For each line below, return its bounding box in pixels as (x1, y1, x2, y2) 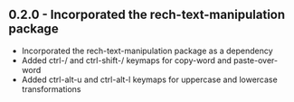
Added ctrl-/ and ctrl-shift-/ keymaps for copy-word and (21, 54, 232, 66)
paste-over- (232, 54, 278, 66)
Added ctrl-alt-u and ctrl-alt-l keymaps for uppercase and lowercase (21, 74, 278, 85)
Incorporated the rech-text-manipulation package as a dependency (21, 45, 273, 56)
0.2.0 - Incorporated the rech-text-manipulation (8, 7, 286, 23)
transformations (21, 83, 81, 94)
